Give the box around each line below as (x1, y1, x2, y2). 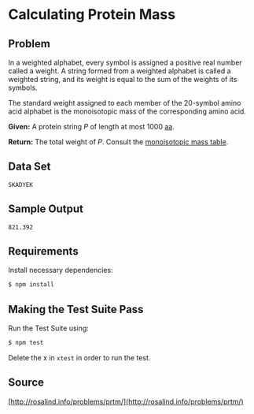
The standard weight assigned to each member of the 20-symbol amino (8, 99, 241, 107)
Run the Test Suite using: (8, 323, 89, 333)
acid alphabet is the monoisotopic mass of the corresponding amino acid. (8, 106, 246, 116)
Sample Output (8, 203, 84, 216)
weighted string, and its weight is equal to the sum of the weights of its (8, 75, 237, 84)
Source (8, 376, 45, 390)
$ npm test (8, 339, 44, 347)
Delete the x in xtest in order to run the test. (8, 353, 151, 362)
